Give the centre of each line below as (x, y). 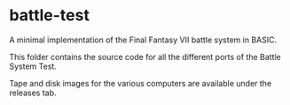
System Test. (33, 66)
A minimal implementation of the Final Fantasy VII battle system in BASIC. (143, 40)
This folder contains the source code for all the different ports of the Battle (145, 56)
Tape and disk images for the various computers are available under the (141, 83)
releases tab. (33, 93)
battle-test (50, 15)
